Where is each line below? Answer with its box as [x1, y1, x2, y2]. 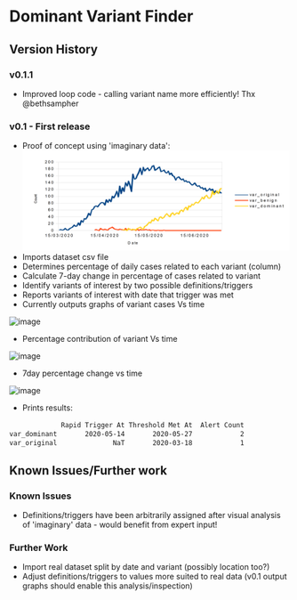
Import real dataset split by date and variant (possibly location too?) [21, 562, 270, 572]
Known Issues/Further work [9, 463, 167, 478]
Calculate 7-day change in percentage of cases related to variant [21, 271, 261, 281]
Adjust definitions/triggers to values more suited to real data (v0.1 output [21, 572, 287, 582]
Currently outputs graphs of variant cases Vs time [21, 299, 205, 310]
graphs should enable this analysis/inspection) [21, 580, 193, 591]
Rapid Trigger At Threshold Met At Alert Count [60, 421, 245, 430]
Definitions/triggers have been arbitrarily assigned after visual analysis [21, 509, 282, 520]
